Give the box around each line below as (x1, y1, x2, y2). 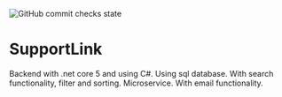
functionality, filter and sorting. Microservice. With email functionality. (9, 78, 263, 88)
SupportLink (9, 40, 103, 59)
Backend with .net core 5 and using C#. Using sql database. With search (9, 68, 274, 78)
